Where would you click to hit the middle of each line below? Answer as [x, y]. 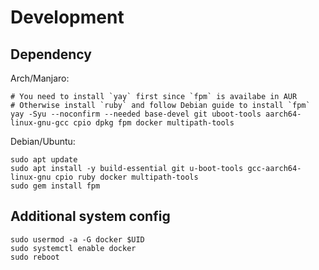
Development [67, 17]
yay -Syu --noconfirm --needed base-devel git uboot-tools [136, 114]
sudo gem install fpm [55, 186]
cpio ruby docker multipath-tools [126, 177]
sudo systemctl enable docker [73, 248]
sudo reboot [35, 257]
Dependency [51, 54]
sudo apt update [44, 160]
